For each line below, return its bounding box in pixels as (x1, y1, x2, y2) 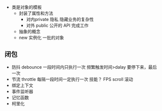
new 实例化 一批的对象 (18, 35, 64, 40)
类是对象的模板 (11, 4, 42, 10)
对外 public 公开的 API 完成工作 (26, 22, 89, 28)
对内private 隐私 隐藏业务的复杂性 (26, 17, 94, 22)
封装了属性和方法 (18, 10, 54, 16)
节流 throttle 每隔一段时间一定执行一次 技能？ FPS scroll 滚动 (11, 76, 133, 82)
